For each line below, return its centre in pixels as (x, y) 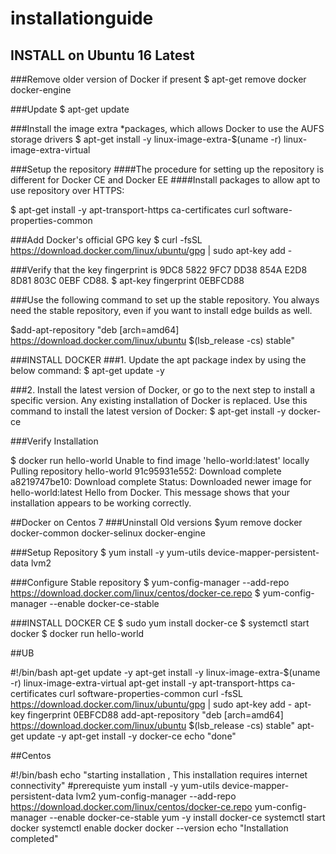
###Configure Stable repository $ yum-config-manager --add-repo (150, 582)
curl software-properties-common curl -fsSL (151, 693)
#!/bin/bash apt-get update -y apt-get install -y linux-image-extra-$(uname (165, 672)
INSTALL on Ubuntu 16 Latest (102, 55)
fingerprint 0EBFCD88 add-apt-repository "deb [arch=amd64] (155, 715)
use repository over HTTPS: (67, 190)
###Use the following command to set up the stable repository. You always (165, 300)
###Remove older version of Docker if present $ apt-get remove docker (158, 79)
